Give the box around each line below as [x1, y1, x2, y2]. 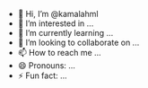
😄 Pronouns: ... [17, 60, 76, 71]
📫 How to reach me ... [17, 48, 101, 57]
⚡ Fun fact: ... [17, 70, 67, 81]
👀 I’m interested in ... [17, 18, 94, 29]
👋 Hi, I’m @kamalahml [17, 9, 99, 19]
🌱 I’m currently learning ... [17, 28, 114, 38]
